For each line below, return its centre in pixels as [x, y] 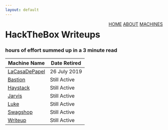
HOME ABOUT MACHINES [135, 24]
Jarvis [15, 96]
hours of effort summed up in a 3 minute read [61, 50]
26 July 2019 [66, 71]
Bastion [17, 79]
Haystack [19, 88]
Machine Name [26, 63]
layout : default [22, 10]
